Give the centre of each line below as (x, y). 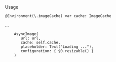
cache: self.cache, (40, 42)
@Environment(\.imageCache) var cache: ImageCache (58, 16)
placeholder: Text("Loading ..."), (57, 47)
